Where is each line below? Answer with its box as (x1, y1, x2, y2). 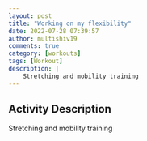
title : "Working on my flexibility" (8, 19, 132, 28)
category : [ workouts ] (8, 49, 82, 58)
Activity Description (8, 102, 111, 116)
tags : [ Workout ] (8, 58, 63, 66)
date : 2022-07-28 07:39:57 (8, 27, 99, 35)
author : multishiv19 (8, 34, 78, 43)
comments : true (8, 42, 60, 50)
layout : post (8, 11, 52, 20)
